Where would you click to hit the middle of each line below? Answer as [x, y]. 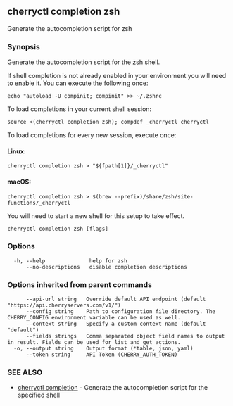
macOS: [19, 182]
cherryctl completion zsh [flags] [58, 229]
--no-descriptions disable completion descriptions [107, 267]
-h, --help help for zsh [71, 261]
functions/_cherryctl [39, 203]
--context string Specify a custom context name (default [116, 324]
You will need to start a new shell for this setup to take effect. [96, 216]
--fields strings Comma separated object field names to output [125, 336]
